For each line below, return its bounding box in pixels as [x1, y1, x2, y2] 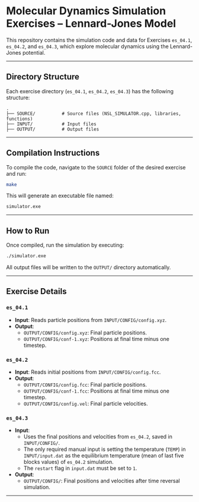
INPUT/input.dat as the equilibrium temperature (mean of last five [23, 452, 184, 459]
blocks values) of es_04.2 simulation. [23, 459, 114, 466]
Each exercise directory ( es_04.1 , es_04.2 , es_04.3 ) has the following [6, 87, 174, 94]
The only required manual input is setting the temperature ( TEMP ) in [23, 446, 186, 453]
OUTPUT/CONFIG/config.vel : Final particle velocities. [23, 400, 148, 407]
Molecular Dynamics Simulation [6, 4, 166, 18]
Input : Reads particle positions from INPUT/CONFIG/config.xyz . [14, 316, 167, 323]
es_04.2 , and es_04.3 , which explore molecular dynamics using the [6, 43, 169, 50]
